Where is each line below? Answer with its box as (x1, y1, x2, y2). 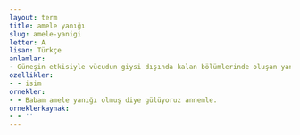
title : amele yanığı (9, 21, 87, 30)
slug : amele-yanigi (9, 29, 82, 38)
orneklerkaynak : (9, 104, 70, 113)
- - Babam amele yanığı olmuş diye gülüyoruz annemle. (9, 95, 218, 105)
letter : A (9, 37, 46, 47)
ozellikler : (9, 71, 54, 80)
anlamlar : (9, 54, 46, 63)
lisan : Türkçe (9, 46, 62, 55)
